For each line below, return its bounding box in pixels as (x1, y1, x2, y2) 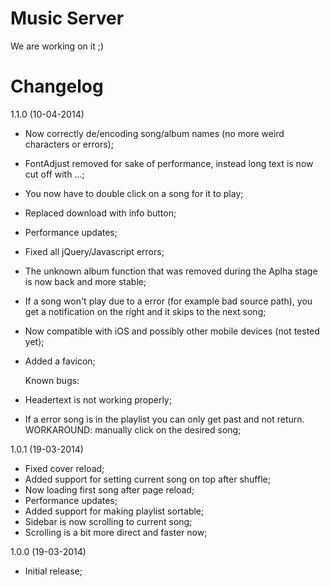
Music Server (10, 7, 125, 30)
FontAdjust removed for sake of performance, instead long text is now (24, 157, 314, 169)
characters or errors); (24, 138, 114, 150)
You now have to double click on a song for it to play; (24, 187, 244, 199)
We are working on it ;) (10, 40, 104, 52)
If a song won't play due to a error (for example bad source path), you (24, 295, 313, 307)
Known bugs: (24, 374, 80, 386)
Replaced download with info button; (24, 207, 177, 219)
